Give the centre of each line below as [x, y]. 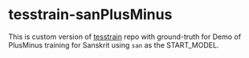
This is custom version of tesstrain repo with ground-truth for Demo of [125, 37]
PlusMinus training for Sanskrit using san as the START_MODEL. [114, 44]
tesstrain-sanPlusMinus [90, 15]
